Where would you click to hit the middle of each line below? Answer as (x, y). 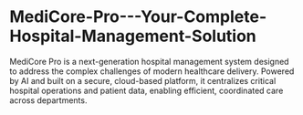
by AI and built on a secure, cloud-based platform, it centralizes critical (143, 80)
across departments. (48, 100)
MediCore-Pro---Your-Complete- (138, 17)
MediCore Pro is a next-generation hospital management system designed (149, 61)
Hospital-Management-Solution (133, 36)
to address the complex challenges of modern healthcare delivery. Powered (152, 71)
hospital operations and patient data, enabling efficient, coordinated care (146, 90)
